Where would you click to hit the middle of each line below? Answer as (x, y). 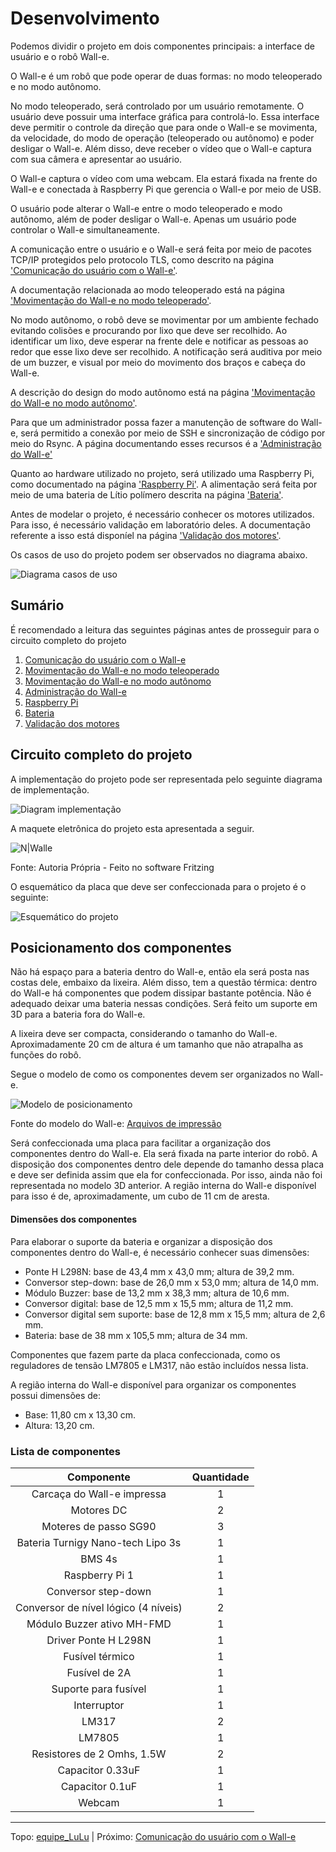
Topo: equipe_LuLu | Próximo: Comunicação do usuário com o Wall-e (153, 1836)
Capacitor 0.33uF (99, 1770)
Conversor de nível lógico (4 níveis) (99, 1607)
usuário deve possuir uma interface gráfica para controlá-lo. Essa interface (165, 116)
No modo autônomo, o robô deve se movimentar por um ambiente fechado (164, 319)
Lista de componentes (66, 1451)
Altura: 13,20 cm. (59, 1425)
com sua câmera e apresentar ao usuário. (96, 159)
